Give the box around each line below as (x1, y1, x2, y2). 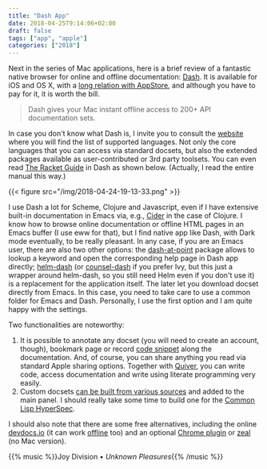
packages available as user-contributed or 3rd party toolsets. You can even (8, 154, 257, 164)
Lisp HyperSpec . (19, 404, 76, 414)
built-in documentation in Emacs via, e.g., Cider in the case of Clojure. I (8, 211, 243, 220)
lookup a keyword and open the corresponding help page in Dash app (8, 253, 238, 263)
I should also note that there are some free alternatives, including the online (8, 419, 257, 429)
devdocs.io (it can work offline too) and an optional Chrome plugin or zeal (8, 428, 251, 438)
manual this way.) (8, 172, 66, 181)
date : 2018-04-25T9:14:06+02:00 (8, 19, 116, 27)
